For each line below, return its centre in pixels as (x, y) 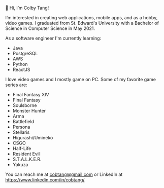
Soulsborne (25, 105)
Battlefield (23, 121)
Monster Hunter (29, 111)
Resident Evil (26, 154)
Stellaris (21, 132)
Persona (21, 127)
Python (20, 64)
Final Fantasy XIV (31, 95)
